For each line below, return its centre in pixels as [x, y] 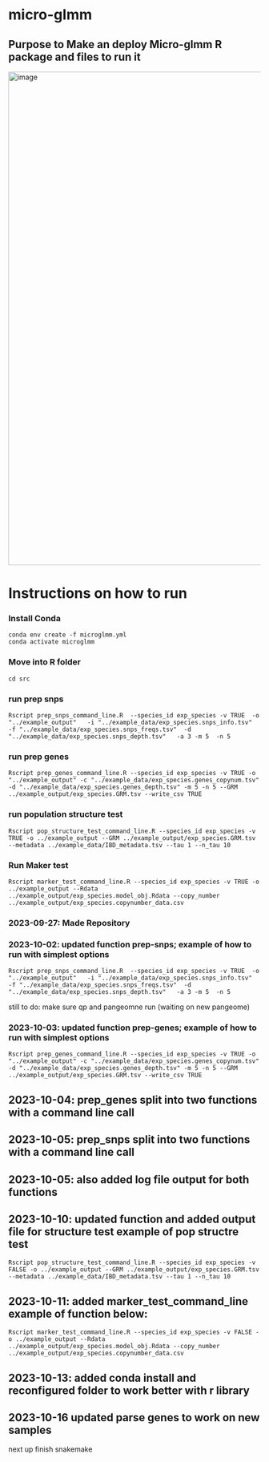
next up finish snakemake [50, 1449]
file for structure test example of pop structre [124, 1232]
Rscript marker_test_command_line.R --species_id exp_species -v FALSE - [134, 1332]
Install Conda [35, 619]
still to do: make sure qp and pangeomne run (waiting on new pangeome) [129, 1007]
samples [30, 1430]
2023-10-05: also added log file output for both [129, 1179]
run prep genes [39, 757]
